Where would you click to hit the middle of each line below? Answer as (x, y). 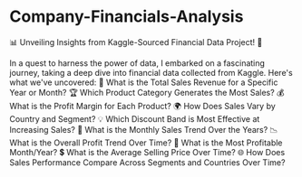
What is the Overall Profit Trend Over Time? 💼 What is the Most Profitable (146, 143)
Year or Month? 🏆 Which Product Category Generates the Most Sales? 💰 (147, 92)
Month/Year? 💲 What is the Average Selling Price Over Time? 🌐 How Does (147, 152)
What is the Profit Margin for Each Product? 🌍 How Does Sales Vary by (143, 106)
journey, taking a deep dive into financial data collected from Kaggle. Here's (151, 72)
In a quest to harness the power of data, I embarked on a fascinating (137, 63)
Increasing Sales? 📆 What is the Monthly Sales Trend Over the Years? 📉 (144, 129)
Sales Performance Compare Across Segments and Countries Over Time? (147, 162)
